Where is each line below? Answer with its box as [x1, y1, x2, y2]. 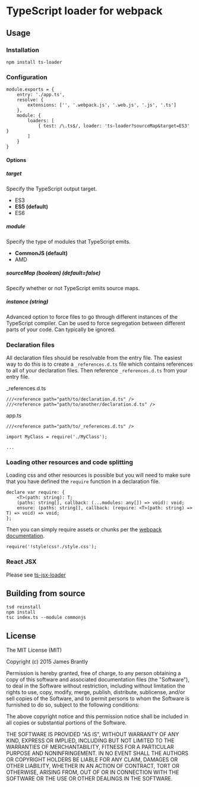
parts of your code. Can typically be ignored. [6, 326, 116, 333]
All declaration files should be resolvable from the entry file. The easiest [6, 354, 182, 361]
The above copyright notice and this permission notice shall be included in [6, 713, 188, 720]
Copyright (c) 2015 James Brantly [6, 658, 89, 665]
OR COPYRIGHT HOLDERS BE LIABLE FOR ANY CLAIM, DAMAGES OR [6, 756, 178, 763]
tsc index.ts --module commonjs [6, 615, 86, 621]
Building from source [6, 588, 86, 598]
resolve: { [17, 97, 44, 103]
